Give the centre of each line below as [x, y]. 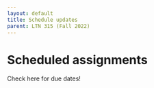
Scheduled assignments [78, 60]
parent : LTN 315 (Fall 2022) [49, 26]
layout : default [30, 13]
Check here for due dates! [44, 78]
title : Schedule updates [42, 20]
